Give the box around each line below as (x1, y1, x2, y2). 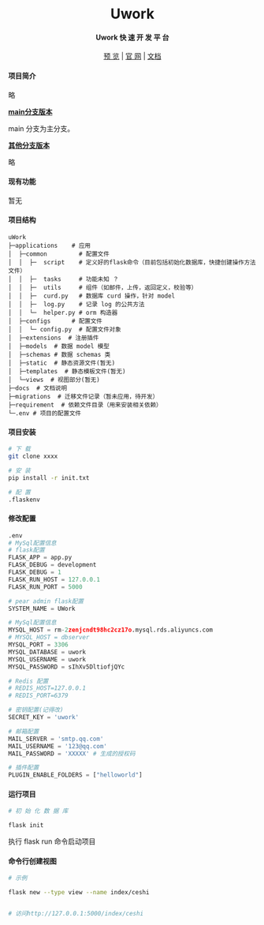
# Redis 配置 (8, 677, 49, 685)
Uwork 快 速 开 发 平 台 (95, 32, 169, 42)
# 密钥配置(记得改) (8, 706, 64, 714)
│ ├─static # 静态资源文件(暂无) (8, 359, 116, 367)
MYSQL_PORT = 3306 (8, 641, 69, 649)
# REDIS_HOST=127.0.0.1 (8, 684, 87, 692)
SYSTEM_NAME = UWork (8, 605, 76, 612)
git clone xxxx (8, 452, 58, 461)
